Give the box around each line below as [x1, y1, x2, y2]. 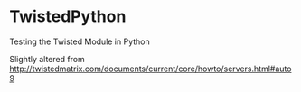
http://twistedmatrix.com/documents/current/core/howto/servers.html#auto [9, 63, 292, 74]
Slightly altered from [9, 53, 86, 64]
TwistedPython [9, 6, 127, 27]
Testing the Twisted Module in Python [9, 36, 151, 47]
